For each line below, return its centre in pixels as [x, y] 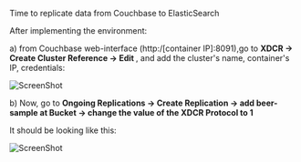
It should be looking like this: [63, 130]
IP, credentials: [37, 68]
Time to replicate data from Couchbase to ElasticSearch [114, 13]
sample [24, 112]
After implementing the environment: [78, 30]
